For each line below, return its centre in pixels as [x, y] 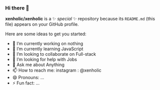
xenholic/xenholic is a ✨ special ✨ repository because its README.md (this [80, 19]
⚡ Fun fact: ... [26, 83]
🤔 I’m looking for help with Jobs [44, 60]
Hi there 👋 [17, 8]
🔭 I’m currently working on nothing [48, 44]
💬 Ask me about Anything [38, 65]
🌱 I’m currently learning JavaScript [48, 49]
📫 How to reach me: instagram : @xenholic [57, 70]
